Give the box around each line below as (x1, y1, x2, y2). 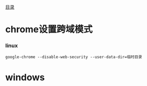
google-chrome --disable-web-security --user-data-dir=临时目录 (5, 54, 142, 60)
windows (5, 71, 45, 83)
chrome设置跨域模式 (5, 24, 93, 35)
